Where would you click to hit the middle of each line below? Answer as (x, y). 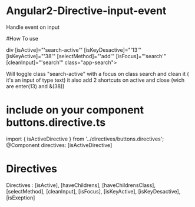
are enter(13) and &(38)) (35, 86)
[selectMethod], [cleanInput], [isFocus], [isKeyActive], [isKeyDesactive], (93, 191)
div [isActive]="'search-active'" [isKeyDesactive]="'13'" (74, 50)
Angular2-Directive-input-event (86, 11)
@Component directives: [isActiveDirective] (59, 145)
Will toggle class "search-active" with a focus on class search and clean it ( (98, 74)
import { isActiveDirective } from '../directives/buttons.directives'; (85, 139)
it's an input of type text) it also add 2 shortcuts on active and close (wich (95, 80)
